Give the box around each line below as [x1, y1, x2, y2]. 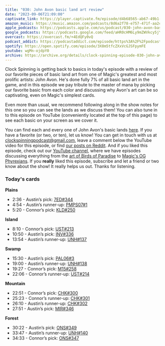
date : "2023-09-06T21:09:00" [5, 12, 65, 17]
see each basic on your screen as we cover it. [5, 117, 98, 123]
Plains [5, 187, 18, 193]
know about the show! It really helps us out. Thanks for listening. [5, 163, 136, 169]
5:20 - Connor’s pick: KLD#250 [12, 207, 76, 213]
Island [5, 216, 18, 222]
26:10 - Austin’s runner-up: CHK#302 [12, 300, 88, 306]
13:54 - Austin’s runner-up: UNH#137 [12, 236, 87, 242]
